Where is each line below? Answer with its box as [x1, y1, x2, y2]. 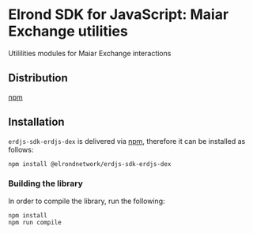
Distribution [8, 71, 69, 85]
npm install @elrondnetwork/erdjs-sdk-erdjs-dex [8, 160, 172, 168]
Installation [8, 115, 65, 129]
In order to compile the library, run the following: [8, 196, 165, 206]
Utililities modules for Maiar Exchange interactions [8, 48, 172, 58]
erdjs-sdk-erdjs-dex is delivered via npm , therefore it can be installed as [8, 136, 246, 145]
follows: [8, 145, 34, 154]
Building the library [8, 178, 83, 189]
